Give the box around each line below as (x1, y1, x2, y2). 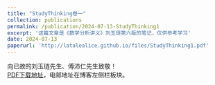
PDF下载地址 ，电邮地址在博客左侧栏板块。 (7, 70, 129, 79)
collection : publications (7, 17, 82, 23)
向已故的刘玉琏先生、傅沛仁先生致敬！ (7, 62, 117, 70)
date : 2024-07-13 (7, 36, 58, 43)
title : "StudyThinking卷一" (7, 10, 87, 17)
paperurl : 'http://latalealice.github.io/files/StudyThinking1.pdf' (7, 42, 209, 49)
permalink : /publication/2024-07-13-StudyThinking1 (7, 23, 160, 30)
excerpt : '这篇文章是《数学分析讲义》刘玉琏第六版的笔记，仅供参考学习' (7, 29, 191, 37)
